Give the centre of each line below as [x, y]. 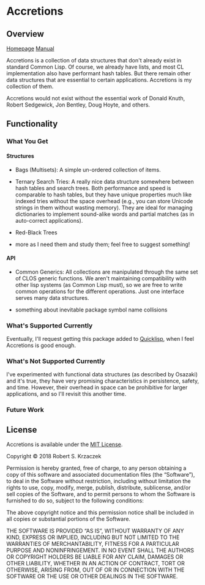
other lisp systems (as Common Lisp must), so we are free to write [99, 285]
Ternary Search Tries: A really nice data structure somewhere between [104, 181]
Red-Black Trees [36, 232]
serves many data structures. [52, 297]
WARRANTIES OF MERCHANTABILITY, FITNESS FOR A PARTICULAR [93, 544]
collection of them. [30, 86]
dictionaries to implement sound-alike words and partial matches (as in [105, 214]
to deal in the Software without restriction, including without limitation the [99, 481]
